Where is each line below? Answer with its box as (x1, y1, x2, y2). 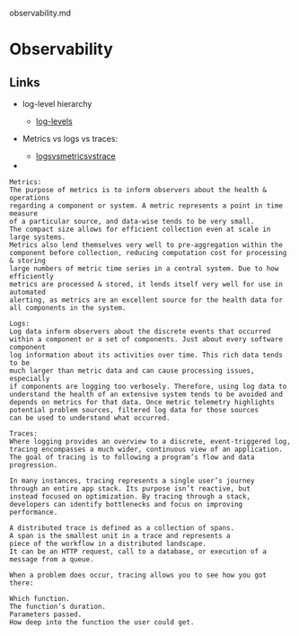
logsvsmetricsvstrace (35, 151, 116, 161)
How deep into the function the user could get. (9, 618, 195, 627)
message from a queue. (9, 555, 94, 564)
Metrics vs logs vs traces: (22, 134, 119, 144)
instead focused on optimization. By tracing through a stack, (9, 492, 251, 501)
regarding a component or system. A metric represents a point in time (9, 201, 283, 210)
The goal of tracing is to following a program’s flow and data (9, 453, 255, 462)
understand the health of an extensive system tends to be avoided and (9, 390, 283, 399)
